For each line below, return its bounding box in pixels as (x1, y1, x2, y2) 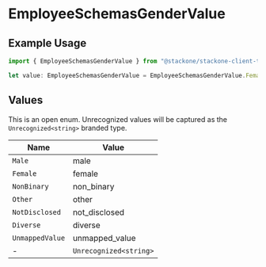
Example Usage (8, 36, 87, 50)
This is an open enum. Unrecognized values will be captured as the (8, 114, 228, 124)
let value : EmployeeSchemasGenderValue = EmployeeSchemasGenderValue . (8, 71, 246, 79)
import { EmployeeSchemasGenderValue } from (8, 57, 158, 65)
